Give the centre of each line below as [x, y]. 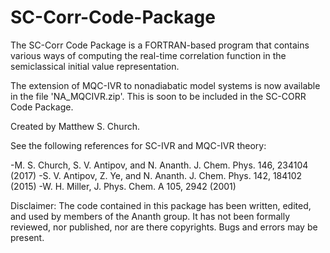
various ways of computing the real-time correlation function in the [148, 55]
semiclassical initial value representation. [95, 66]
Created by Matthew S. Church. [75, 126]
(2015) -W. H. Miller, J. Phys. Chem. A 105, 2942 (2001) [123, 186]
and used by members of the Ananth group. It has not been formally [150, 216]
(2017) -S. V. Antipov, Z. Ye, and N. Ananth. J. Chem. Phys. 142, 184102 [156, 175]
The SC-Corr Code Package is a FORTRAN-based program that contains [160, 45]
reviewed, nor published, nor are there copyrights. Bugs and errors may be [164, 227]
